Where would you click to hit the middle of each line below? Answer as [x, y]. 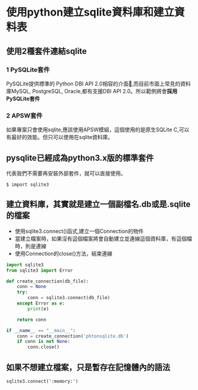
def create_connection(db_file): [48, 281]
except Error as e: [41, 303]
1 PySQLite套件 [28, 69]
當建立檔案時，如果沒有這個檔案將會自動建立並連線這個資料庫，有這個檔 [103, 238]
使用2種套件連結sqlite [47, 51]
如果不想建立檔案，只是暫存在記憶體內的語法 [88, 367]
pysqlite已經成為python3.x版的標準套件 [80, 158]
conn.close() [44, 347]
